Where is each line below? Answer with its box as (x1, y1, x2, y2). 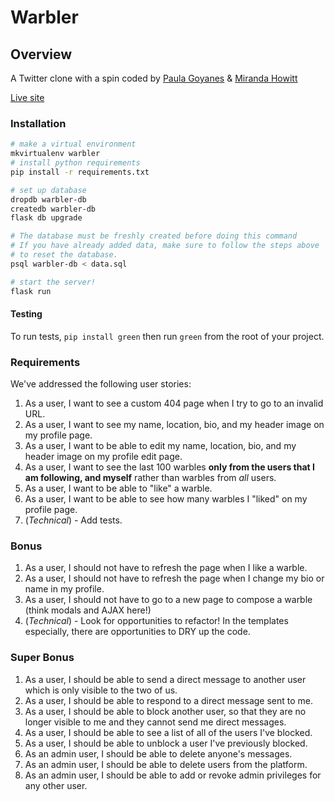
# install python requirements (10, 158, 141, 168)
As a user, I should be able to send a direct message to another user (24, 673, 307, 685)
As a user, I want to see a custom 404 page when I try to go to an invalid (24, 397, 324, 410)
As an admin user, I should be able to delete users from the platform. (24, 758, 308, 770)
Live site (10, 92, 45, 103)
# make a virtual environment (10, 139, 137, 150)
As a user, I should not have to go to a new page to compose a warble (24, 594, 313, 606)
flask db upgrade (10, 213, 83, 223)
